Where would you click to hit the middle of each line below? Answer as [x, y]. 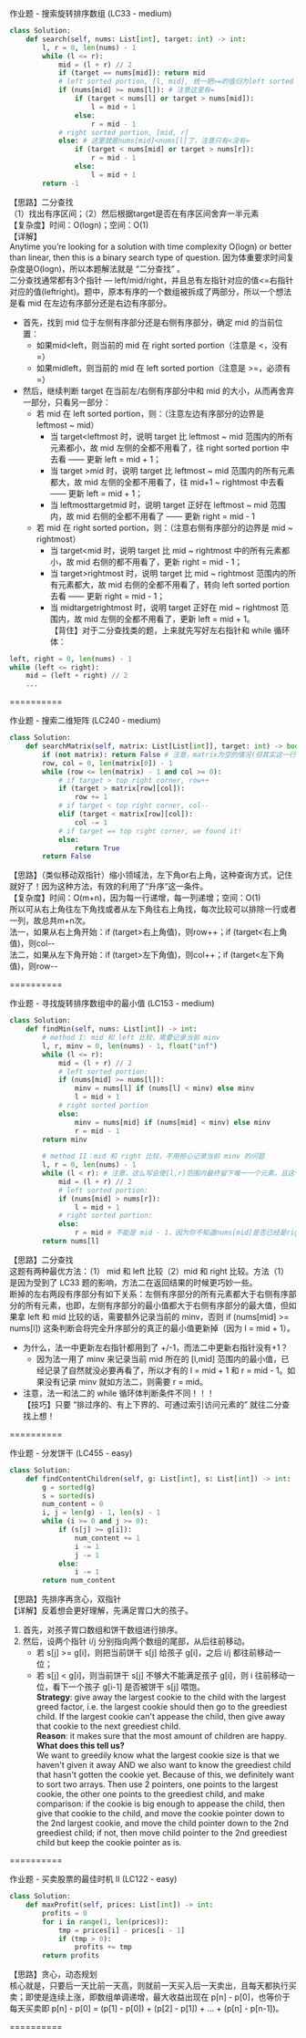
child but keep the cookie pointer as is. [109, 1843]
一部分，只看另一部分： [66, 402]
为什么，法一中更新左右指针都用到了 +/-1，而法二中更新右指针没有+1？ [155, 1347]
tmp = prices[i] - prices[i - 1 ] [121, 1930]
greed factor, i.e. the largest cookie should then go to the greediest [162, 1707]
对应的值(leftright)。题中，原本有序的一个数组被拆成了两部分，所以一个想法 [151, 291]
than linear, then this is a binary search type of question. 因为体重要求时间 [148, 257]
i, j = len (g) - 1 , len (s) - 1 [102, 1513]
